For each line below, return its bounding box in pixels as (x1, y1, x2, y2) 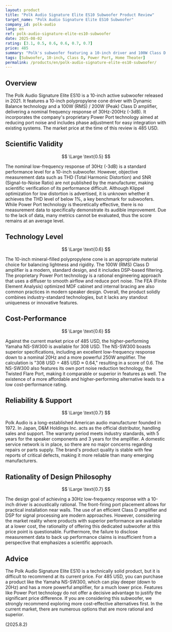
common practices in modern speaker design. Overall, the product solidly (5, 289, 160, 295)
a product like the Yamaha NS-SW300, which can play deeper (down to (5, 579, 156, 585)
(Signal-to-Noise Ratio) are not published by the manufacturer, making (5, 180, 154, 186)
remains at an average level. (5, 217, 65, 224)
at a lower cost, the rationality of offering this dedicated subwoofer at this (5, 523, 160, 530)
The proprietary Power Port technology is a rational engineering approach (5, 272, 161, 278)
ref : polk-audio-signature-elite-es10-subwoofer (5, 31, 111, 36)
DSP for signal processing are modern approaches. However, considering (5, 512, 161, 518)
